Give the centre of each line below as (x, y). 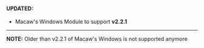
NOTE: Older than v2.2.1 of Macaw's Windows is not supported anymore (97, 39)
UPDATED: (20, 8)
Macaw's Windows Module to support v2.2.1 (71, 22)
